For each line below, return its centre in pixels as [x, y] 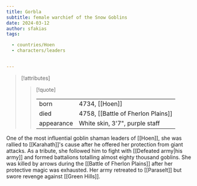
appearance [56, 123]
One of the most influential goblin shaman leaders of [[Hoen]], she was [94, 138]
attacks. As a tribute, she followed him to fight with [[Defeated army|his [95, 151]
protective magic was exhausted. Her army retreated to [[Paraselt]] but [94, 170]
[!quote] [46, 89]
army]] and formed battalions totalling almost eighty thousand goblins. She [99, 157]
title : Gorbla [24, 12]
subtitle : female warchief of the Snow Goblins [67, 17]
